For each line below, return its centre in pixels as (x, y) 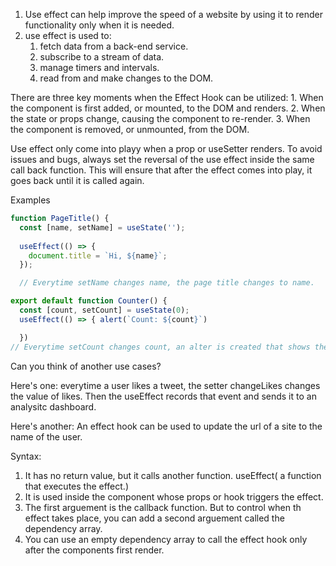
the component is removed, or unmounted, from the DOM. (130, 129)
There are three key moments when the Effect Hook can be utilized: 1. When (167, 97)
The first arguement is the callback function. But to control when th (163, 507)
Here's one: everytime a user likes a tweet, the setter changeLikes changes (165, 385)
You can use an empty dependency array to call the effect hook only (166, 539)
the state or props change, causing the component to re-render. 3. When (160, 118)
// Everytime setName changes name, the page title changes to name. (167, 283)
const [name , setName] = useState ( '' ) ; (102, 227)
